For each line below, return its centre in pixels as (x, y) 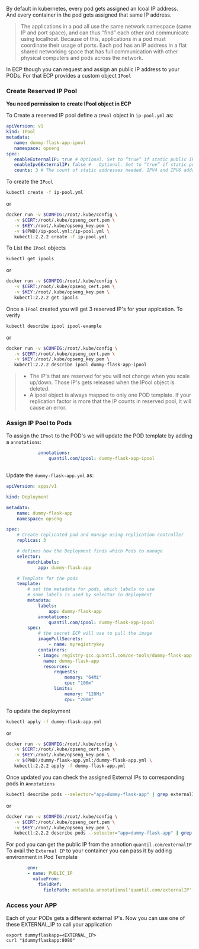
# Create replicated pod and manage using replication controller (100, 535)
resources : (57, 666)
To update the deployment (38, 711)
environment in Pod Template (42, 857)
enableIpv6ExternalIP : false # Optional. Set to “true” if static (100, 165)
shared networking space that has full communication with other (99, 52)
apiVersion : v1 (25, 126)
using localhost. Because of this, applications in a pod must (93, 39)
